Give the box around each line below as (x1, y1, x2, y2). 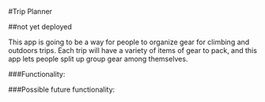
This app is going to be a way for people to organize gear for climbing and (8, 37, 250, 47)
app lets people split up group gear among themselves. (8, 55, 188, 63)
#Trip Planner (8, 7, 53, 16)
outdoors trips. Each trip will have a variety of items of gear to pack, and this (8, 46, 257, 55)
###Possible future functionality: (8, 85, 115, 94)
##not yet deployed (8, 22, 73, 31)
